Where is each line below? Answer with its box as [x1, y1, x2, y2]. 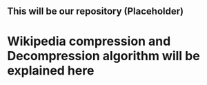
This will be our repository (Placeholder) [7, 6, 184, 17]
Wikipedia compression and [7, 33, 171, 49]
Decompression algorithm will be [7, 48, 200, 64]
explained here [7, 62, 95, 78]
